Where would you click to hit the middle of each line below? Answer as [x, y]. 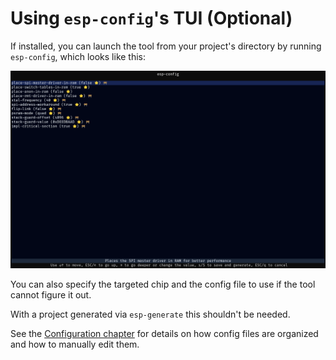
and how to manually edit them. [75, 344]
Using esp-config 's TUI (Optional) [151, 18]
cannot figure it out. [51, 295]
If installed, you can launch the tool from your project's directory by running [166, 46]
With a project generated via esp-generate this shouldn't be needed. [150, 314]
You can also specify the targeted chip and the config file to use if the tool [163, 284]
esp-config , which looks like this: [78, 56]
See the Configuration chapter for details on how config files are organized [164, 334]
